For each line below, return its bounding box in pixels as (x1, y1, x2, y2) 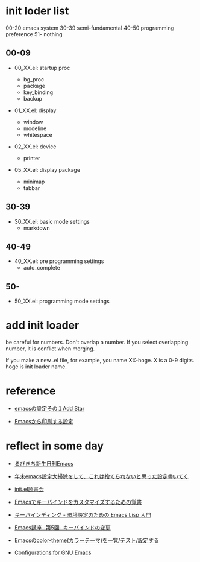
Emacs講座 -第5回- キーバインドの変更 (14, 524, 111, 531)
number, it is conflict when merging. (5, 345, 95, 352)
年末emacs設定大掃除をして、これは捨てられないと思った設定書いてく (14, 473, 189, 480)
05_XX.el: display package (14, 166, 81, 173)
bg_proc (23, 75, 45, 83)
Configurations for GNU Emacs (14, 549, 92, 556)
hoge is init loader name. (5, 363, 67, 370)
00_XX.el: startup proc (14, 64, 70, 71)
